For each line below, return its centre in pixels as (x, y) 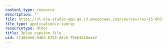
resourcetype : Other (27, 28)
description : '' (22, 14)
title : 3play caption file (33, 33)
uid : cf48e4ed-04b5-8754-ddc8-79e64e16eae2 (51, 38)
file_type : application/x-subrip (40, 24)
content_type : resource (30, 10)
